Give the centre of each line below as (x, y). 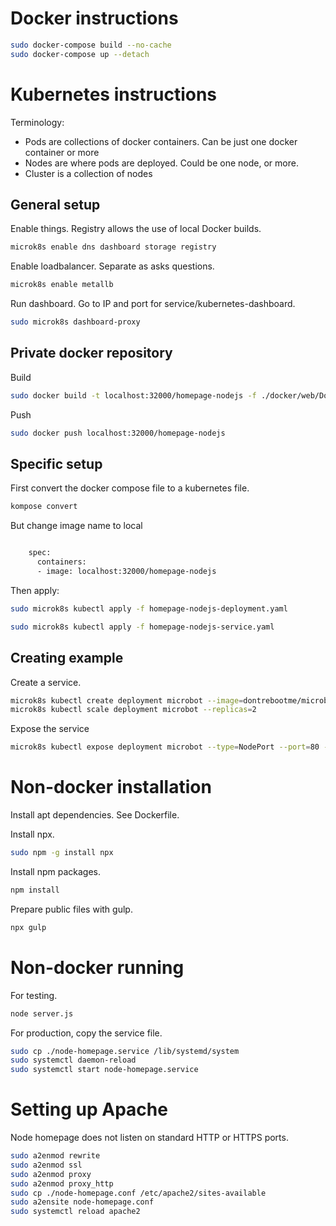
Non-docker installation (111, 787)
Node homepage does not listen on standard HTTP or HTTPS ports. (149, 1138)
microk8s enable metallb (62, 285)
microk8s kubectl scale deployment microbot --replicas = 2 (133, 710)
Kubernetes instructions (114, 94)
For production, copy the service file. (86, 1033)
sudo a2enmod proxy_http (62, 1183)
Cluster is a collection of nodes (88, 173)
